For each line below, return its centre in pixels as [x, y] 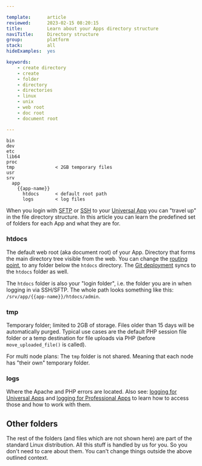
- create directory [42, 67]
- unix [25, 102]
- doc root [31, 113]
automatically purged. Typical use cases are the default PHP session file [96, 332]
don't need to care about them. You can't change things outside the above [99, 451]
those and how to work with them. [49, 405]
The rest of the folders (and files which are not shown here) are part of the [99, 439]
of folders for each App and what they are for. [63, 223]
